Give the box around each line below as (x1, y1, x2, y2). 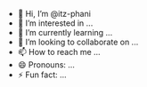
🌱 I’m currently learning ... (17, 28, 113, 37)
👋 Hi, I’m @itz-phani (17, 9, 92, 19)
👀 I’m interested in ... (17, 18, 94, 28)
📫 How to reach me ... (17, 47, 101, 57)
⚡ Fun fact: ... (17, 69, 67, 80)
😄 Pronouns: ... (17, 59, 76, 70)
